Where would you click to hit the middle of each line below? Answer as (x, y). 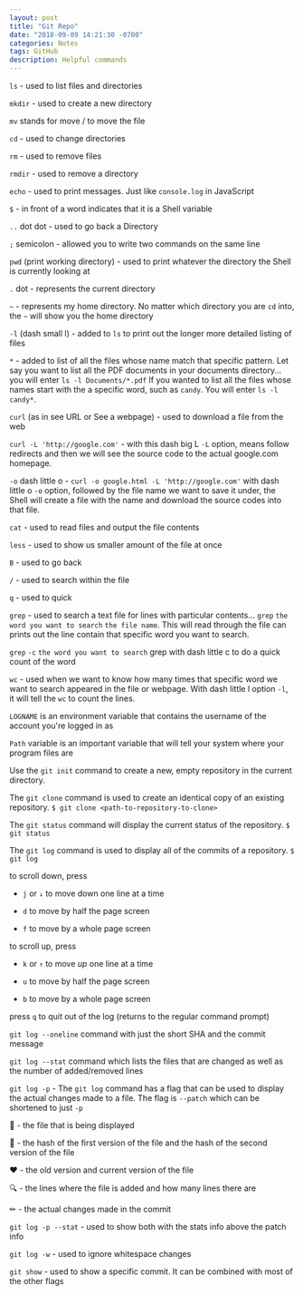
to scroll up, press (43, 946)
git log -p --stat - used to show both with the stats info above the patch (148, 1227)
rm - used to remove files (56, 156)
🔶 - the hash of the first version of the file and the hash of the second (138, 1143)
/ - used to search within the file (69, 580)
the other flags (37, 1281)
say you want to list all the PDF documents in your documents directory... (146, 370)
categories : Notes (44, 43)
